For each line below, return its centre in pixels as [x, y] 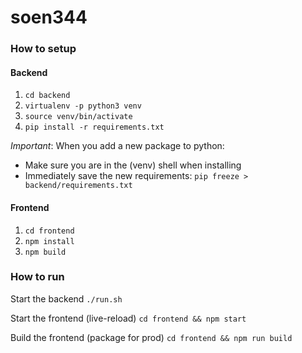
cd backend [47, 96]
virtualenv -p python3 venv [83, 106]
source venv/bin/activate [78, 117]
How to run [37, 277]
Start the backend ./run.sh [66, 298]
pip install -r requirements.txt [94, 127]
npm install [49, 241]
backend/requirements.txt [78, 186]
